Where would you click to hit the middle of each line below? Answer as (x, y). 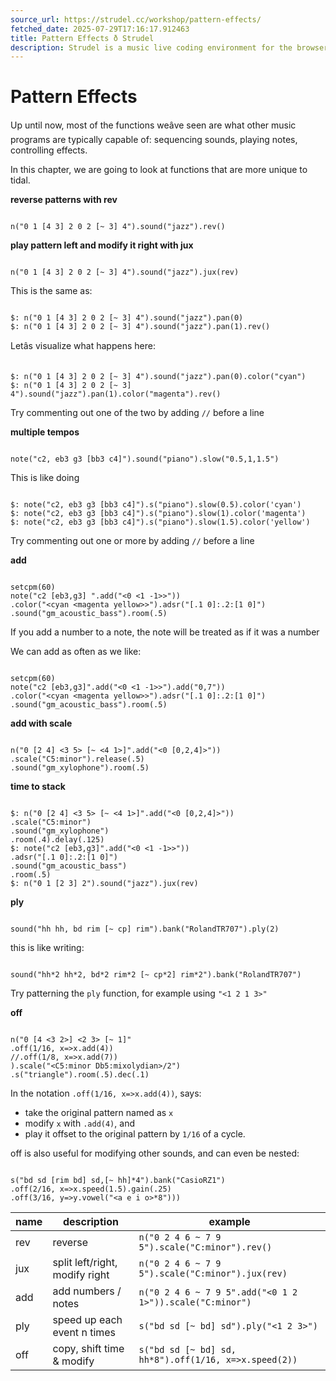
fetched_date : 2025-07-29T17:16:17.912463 (100, 29)
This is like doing (45, 478)
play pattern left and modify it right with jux (102, 245)
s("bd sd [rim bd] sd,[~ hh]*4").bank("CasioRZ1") (118, 1181)
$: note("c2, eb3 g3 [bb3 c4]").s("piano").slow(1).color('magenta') (158, 514)
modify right (81, 1275)
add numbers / (87, 1291)
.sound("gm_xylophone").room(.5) (80, 768)
